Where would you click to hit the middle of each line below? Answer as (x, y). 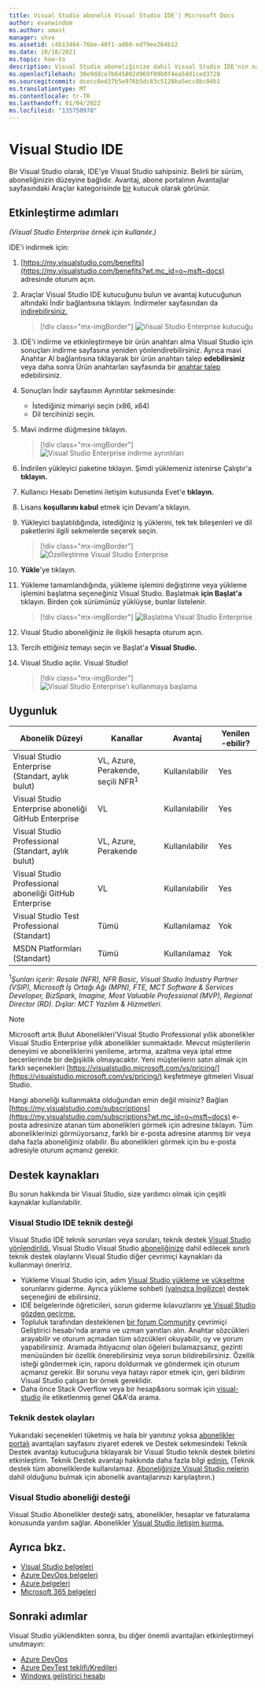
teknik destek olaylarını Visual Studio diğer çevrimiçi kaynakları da (116, 1256)
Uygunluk (33, 711)
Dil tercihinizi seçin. (64, 414)
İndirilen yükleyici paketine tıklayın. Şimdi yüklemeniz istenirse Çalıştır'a (136, 468)
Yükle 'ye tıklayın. (48, 569)
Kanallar (127, 738)
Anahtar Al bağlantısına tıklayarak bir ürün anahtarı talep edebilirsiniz (133, 358)
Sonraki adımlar (48, 1617)
